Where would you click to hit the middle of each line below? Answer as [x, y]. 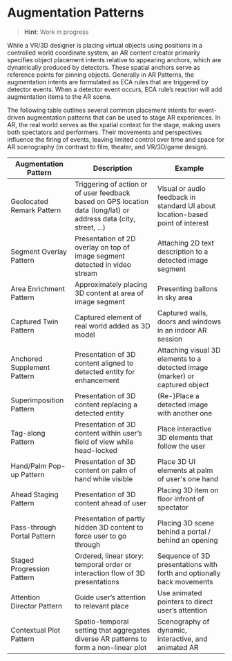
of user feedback [103, 193]
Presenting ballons [187, 288]
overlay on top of [102, 247]
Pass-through [33, 527]
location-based [183, 214]
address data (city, [105, 218]
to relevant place [102, 606]
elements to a [179, 359]
